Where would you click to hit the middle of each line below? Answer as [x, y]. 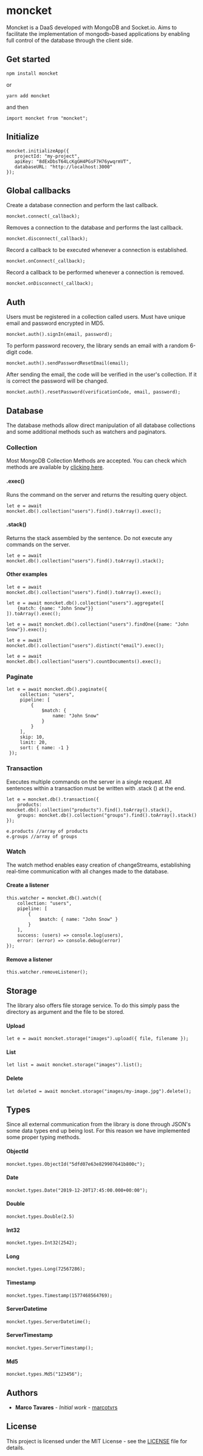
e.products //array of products [47, 831]
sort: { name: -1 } [44, 748]
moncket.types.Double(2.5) [40, 1217]
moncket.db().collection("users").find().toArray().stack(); [85, 561]
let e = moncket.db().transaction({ [53, 799]
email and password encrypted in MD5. [55, 323]
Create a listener [28, 885]
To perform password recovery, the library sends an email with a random [98, 346]
